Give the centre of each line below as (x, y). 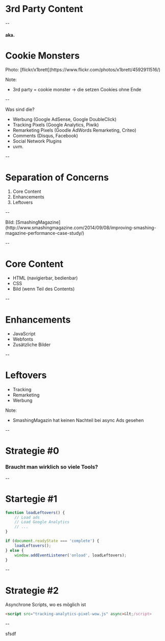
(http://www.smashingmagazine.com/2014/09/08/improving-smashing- (81, 228)
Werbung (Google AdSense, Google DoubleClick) (64, 119)
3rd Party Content (44, 9)
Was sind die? (20, 109)
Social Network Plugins (37, 141)
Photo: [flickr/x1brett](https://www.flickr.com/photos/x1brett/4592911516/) (83, 70)
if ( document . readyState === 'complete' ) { (52, 541)
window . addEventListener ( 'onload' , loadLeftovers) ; (70, 555)
